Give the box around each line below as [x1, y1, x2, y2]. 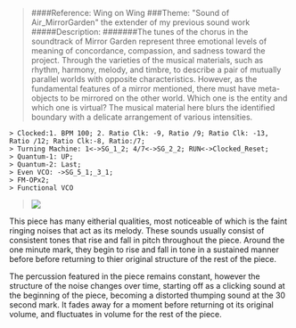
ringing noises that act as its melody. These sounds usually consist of [9, 225, 265, 235]
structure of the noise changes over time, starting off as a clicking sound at [9, 281, 285, 291]
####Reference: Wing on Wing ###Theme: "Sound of [30, 8, 230, 18]
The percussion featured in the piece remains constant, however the [9, 271, 260, 282]
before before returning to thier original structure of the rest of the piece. [9, 254, 276, 264]
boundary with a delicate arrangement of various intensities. [30, 111, 253, 122]
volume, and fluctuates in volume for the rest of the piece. [9, 309, 223, 319]
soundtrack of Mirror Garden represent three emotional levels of [30, 36, 267, 46]
